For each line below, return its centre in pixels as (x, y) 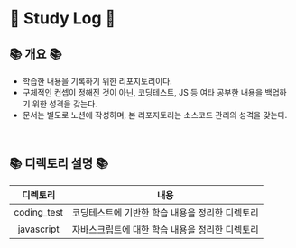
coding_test (39, 212)
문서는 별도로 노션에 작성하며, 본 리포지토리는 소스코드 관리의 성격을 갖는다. (155, 115)
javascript (39, 229)
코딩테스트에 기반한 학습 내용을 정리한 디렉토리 (165, 213)
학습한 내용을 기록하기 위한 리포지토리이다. (97, 81)
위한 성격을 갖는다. (65, 104)
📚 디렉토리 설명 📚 (59, 164)
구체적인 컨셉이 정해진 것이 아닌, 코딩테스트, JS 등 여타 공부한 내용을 (143, 92)
